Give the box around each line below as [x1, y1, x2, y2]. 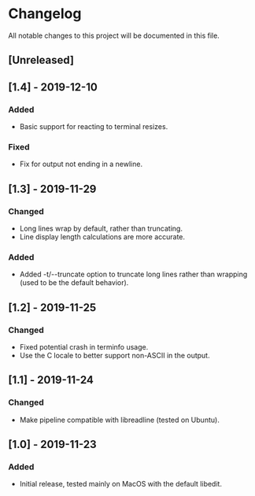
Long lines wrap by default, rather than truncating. [19, 224, 183, 233]
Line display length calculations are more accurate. [19, 232, 186, 241]
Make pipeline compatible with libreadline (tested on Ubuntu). [19, 415, 220, 424]
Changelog [8, 5, 82, 23]
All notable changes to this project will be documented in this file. [8, 31, 220, 40]
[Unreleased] [8, 54, 75, 67]
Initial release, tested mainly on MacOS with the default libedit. [19, 479, 223, 489]
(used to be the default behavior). [19, 278, 129, 287]
